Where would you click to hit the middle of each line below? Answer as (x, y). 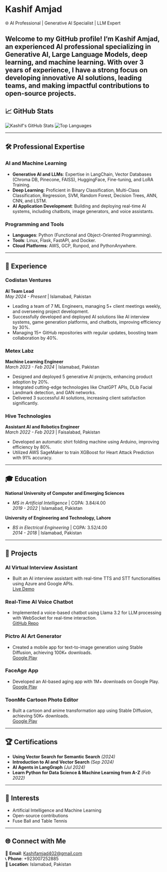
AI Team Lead (19, 291)
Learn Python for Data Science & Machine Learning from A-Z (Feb (81, 772)
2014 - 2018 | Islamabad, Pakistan (47, 533)
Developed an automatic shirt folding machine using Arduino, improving (86, 442)
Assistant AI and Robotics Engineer (42, 427)
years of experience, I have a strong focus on (77, 70)
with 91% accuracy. (32, 458)
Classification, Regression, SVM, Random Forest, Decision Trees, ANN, (85, 195)
